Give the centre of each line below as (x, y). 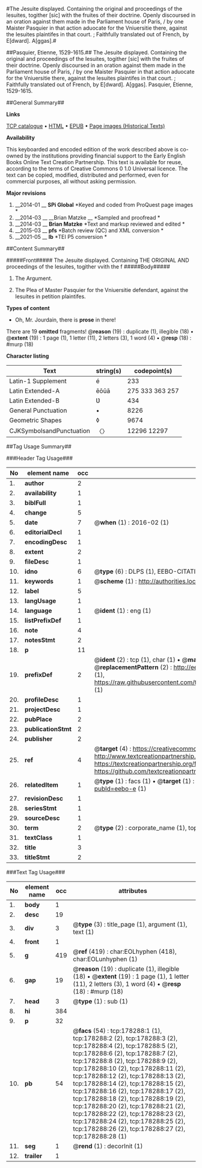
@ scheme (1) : (115, 581)
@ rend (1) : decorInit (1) (108, 1146)
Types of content (28, 308)
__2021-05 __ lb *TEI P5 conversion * (61, 237)
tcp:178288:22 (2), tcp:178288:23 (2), (129, 1114)
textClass (39, 838)
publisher (39, 739)
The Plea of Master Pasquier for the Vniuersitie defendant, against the (101, 290)
